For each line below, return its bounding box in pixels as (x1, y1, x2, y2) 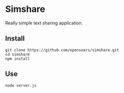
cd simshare (5, 52, 30, 57)
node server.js (5, 83, 37, 88)
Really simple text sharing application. (5, 20, 83, 26)
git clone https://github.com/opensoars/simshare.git (5, 47, 120, 53)
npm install (5, 56, 30, 61)
